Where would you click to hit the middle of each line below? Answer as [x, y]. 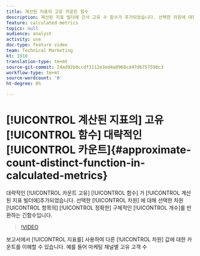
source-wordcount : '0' [34, 78]
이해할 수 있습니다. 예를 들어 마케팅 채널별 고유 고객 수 [85, 246]
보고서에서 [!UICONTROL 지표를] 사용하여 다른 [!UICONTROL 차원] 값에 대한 [96, 239]
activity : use [24, 39]
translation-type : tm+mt [37, 61]
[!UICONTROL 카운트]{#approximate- [99, 150]
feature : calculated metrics [42, 23]
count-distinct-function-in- [76, 163]
